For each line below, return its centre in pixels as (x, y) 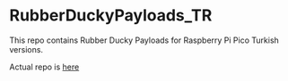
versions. (26, 49)
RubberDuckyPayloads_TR (111, 16)
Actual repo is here (44, 67)
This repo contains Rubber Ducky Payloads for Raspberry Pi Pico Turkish (144, 40)
